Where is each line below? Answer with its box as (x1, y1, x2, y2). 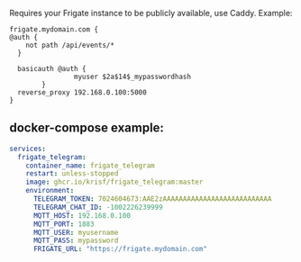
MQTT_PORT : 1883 (32, 220, 95, 229)
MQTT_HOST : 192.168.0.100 (32, 211, 131, 220)
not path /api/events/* (25, 41, 115, 50)
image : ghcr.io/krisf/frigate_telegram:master (25, 177, 204, 187)
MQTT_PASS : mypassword (32, 236, 119, 246)
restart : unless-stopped (25, 169, 119, 178)
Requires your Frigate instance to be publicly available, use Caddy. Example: (9, 8, 293, 18)
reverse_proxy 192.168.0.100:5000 (17, 88, 147, 97)
